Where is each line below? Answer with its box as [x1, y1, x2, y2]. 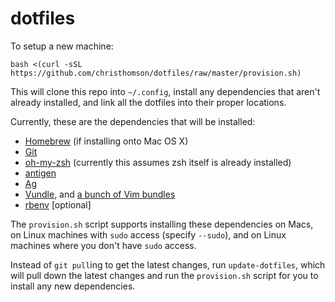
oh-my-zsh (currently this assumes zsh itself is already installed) [24, 156, 292, 168]
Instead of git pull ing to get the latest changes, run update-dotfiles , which [10, 258, 326, 271]
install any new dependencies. [10, 280, 136, 292]
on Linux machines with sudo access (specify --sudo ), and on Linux [10, 228, 287, 241]
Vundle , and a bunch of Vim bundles [24, 188, 176, 200]
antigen [24, 167, 57, 179]
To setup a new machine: [10, 40, 114, 52]
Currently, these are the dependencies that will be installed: [10, 115, 256, 127]
